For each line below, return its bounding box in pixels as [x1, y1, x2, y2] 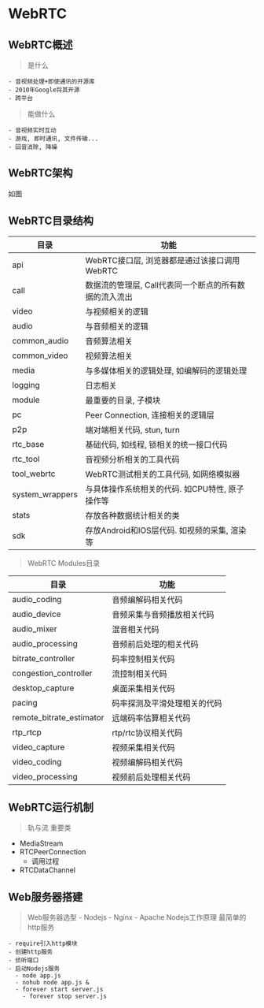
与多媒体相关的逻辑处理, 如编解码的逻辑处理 [85, 365, 247, 376]
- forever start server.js [15, 986, 104, 994]
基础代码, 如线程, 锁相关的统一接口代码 [85, 439, 228, 450]
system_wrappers [12, 489, 79, 500]
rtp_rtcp [12, 727, 42, 738]
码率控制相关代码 [112, 653, 175, 664]
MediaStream [19, 839, 64, 848]
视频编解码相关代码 [112, 757, 183, 768]
